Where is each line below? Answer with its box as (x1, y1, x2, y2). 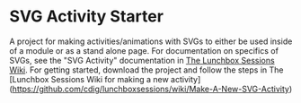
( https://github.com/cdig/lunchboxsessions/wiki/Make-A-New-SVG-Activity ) (9, 83, 293, 94)
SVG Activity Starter (9, 6, 164, 27)
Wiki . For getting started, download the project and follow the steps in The (9, 64, 285, 75)
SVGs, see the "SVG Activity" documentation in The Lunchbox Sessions (9, 55, 276, 65)
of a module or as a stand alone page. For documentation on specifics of (9, 45, 279, 56)
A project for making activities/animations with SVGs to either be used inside (9, 36, 293, 47)
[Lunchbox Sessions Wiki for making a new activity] (9, 73, 201, 84)
